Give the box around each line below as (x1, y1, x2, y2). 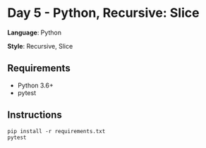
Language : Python (7, 28, 62, 37)
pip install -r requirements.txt (7, 128, 106, 135)
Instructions (7, 109, 62, 121)
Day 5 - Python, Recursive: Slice (7, 5, 200, 21)
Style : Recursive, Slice (7, 42, 73, 50)
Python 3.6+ (17, 81, 54, 90)
